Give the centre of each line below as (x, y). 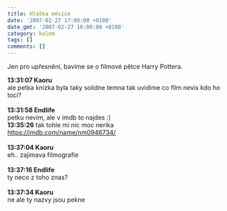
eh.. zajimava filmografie (43, 155)
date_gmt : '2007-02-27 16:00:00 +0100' (66, 27)
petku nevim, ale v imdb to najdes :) (59, 117)
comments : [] (26, 46)
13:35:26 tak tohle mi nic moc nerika (61, 125)
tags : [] (20, 40)
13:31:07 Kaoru (30, 80)
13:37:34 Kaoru (31, 192)
